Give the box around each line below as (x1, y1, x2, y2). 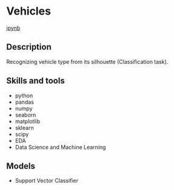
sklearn (15, 124, 35, 131)
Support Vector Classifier (15, 177, 79, 185)
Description (6, 42, 52, 52)
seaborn (15, 111, 36, 118)
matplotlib (15, 117, 41, 125)
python (15, 92, 33, 99)
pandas (15, 98, 35, 106)
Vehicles (6, 4, 52, 18)
